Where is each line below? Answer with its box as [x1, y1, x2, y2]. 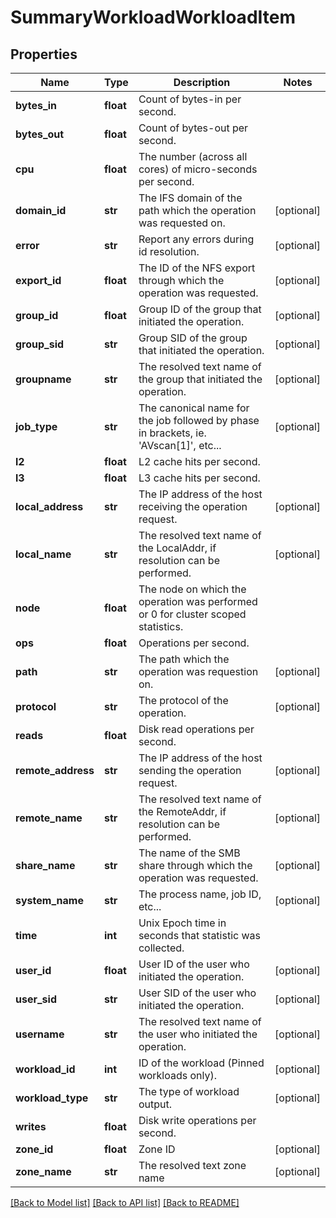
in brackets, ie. [138, 426, 207, 440]
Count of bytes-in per [138, 92, 242, 106]
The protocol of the [138, 694, 229, 707]
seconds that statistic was [138, 929, 261, 942]
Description [173, 76, 231, 89]
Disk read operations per [138, 722, 255, 736]
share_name [15, 859, 76, 872]
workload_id [15, 1062, 76, 1076]
